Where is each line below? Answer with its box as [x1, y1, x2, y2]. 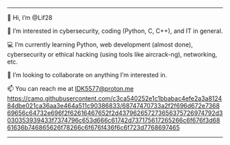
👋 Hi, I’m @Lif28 [7, 14, 53, 21]
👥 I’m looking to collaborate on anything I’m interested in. [7, 71, 168, 79]
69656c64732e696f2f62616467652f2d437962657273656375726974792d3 [7, 109, 223, 117]
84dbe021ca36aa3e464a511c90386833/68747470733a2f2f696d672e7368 [7, 102, 220, 109]
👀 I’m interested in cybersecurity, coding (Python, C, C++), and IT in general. [7, 27, 223, 35]
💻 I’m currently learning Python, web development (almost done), [7, 40, 193, 49]
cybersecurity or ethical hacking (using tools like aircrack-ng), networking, [7, 51, 218, 58]
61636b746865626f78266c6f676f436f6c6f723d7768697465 [7, 124, 180, 131]
